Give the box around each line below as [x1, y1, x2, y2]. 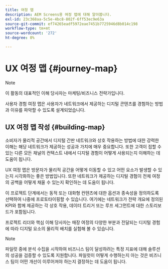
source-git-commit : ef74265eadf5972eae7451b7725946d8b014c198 [5, 21, 138, 27]
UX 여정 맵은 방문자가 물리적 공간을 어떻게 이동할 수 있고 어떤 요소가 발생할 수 [5, 166, 157, 173]
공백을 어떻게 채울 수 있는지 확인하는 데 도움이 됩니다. [10, 179, 115, 185]
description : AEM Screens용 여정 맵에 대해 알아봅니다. [5, 12, 112, 17]
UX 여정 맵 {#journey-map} [5, 63, 118, 74]
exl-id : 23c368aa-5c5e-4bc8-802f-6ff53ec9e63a [5, 17, 104, 22]
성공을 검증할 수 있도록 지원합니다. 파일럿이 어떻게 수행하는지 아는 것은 [10, 252, 148, 258]
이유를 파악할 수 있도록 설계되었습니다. [10, 107, 86, 113]
